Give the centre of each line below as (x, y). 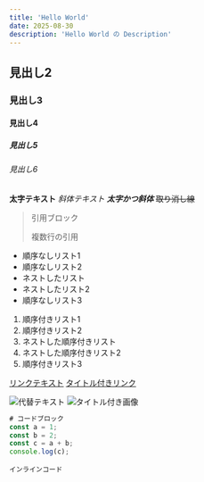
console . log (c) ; (39, 452)
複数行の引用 (54, 237)
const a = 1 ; (33, 427)
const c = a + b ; (41, 444)
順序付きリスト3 (52, 363)
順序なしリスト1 (51, 255)
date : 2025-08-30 (41, 26)
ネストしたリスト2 (56, 289)
